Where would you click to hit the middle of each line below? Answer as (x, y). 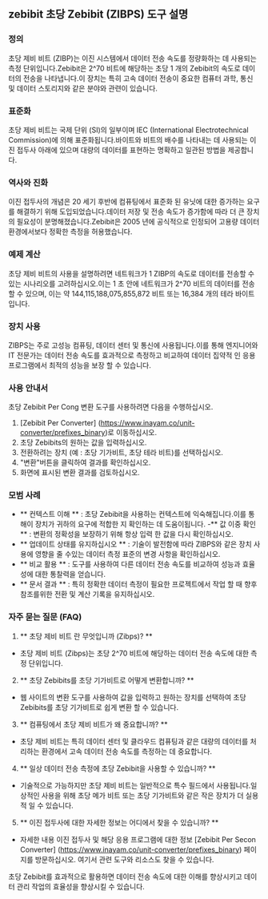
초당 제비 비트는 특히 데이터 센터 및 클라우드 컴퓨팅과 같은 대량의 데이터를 (134, 741)
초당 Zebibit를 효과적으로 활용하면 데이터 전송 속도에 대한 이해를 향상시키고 (125, 877)
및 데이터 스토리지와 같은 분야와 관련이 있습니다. (83, 88)
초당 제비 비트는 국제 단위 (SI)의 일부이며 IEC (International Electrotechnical (129, 130)
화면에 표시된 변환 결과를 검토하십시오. (80, 473)
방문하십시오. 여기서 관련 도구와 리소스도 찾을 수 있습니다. (124, 859)
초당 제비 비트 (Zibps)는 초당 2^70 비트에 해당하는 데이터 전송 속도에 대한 (134, 653)
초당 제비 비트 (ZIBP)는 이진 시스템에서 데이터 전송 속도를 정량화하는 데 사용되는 (133, 58)
